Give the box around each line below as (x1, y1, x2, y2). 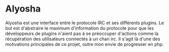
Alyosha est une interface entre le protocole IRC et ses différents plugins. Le (5, 20, 164, 26)
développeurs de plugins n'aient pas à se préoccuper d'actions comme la (5, 30, 158, 36)
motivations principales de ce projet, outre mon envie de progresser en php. (5, 41, 164, 47)
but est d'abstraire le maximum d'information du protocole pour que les (5, 25, 154, 31)
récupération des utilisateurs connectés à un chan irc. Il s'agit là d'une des (5, 36, 160, 42)
